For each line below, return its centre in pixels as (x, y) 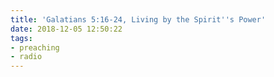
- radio (26, 57)
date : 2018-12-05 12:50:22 (66, 29)
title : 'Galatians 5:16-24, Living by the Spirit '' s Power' (138, 19)
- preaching (35, 47)
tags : (21, 38)
